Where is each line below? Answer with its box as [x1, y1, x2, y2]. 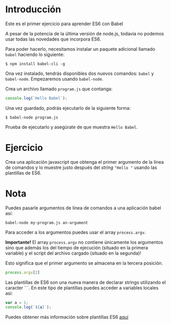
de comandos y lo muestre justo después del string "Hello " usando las [5, 164, 157, 170]
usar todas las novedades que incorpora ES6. [5, 36, 101, 42]
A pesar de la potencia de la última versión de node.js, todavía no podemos [5, 30, 164, 36]
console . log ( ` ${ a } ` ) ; [5, 304, 52, 310]
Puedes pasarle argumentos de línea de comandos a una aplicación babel [5, 204, 161, 211]
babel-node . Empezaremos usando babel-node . [5, 75, 103, 82]
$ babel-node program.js [5, 114, 58, 120]
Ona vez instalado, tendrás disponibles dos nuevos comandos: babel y [5, 70, 154, 77]
